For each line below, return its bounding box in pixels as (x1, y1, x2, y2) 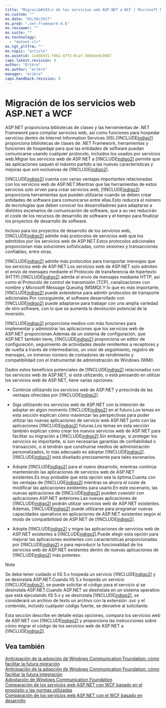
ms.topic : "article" (5, 48, 48, 53)
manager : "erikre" (5, 72, 43, 77)
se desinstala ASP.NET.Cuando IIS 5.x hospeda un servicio (5, 576, 124, 582)
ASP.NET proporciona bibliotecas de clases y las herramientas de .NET (5, 124, 150, 130)
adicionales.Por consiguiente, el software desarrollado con (5, 295, 125, 301)
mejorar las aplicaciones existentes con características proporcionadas (12, 536, 158, 542)
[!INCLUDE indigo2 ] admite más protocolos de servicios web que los (5, 233, 144, 239)
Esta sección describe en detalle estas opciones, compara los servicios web (5, 612, 161, 618)
